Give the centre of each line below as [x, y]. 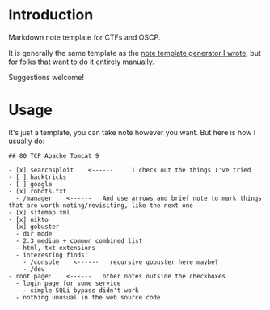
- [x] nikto [28, 219]
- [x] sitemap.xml [39, 212]
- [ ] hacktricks [38, 177]
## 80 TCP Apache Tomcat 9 [54, 155]
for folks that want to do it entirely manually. [82, 62]
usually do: [27, 141]
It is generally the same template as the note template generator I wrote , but [135, 53]
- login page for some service [68, 283]
